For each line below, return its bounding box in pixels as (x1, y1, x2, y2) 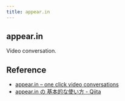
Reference (6, 65, 47, 75)
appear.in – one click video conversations (15, 81, 120, 88)
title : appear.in (6, 8, 50, 15)
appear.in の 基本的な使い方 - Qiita (15, 88, 101, 96)
